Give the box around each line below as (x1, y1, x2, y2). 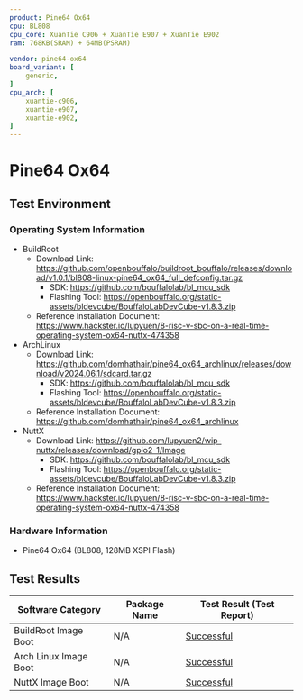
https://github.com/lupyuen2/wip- (96, 435, 223, 446)
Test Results (9, 571, 81, 586)
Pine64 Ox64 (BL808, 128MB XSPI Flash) (22, 545, 176, 556)
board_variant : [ (9, 63, 75, 72)
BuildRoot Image (14, 624, 84, 637)
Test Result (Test (199, 598, 275, 611)
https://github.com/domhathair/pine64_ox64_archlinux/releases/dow (35, 359, 292, 369)
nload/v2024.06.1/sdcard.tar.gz (35, 368, 152, 378)
